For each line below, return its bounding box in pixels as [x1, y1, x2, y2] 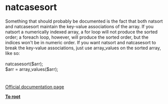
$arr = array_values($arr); [5, 66, 58, 72]
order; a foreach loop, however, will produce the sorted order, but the [5, 34, 149, 40]
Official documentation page [5, 84, 64, 90]
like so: [5, 50, 20, 56]
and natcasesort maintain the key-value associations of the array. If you [5, 23, 154, 29]
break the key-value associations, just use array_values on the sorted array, [5, 45, 161, 51]
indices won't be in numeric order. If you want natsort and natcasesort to [5, 39, 156, 45]
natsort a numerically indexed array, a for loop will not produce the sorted [5, 29, 158, 35]
